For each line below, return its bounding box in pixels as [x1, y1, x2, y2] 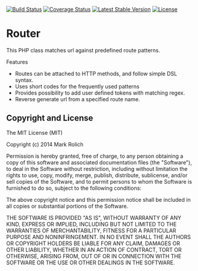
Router [6, 27, 41, 40]
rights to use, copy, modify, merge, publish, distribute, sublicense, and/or [6, 172, 188, 179]
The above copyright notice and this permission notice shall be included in [6, 196, 191, 203]
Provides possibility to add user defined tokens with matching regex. [14, 89, 185, 96]
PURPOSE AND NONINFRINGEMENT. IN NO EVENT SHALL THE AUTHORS [6, 233, 191, 240]
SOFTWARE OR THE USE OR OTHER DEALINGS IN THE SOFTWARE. [6, 259, 175, 266]
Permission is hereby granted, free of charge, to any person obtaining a [6, 152, 184, 160]
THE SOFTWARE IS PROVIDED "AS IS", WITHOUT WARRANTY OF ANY [6, 214, 182, 221]
